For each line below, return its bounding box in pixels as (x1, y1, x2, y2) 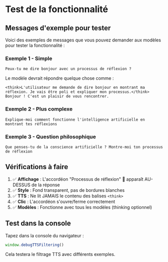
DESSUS (12, 182, 31, 188)
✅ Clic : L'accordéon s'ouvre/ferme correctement (12, 198, 116, 204)
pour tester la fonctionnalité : (5, 42, 65, 48)
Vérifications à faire (5, 163, 68, 171)
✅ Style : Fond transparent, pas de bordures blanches (12, 187, 125, 193)
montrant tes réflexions (5, 121, 57, 127)
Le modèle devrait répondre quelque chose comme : (5, 75, 114, 81)
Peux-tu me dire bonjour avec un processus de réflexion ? (5, 67, 132, 72)
